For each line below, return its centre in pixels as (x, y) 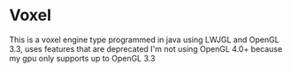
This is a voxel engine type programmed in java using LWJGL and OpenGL (145, 40)
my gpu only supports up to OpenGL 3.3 (82, 58)
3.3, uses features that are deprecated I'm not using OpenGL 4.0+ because (146, 48)
